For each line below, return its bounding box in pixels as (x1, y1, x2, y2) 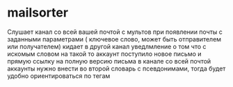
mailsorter (7, 5, 68, 21)
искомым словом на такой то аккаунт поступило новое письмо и (7, 50, 202, 58)
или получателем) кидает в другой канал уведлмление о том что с (7, 42, 207, 50)
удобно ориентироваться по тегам (7, 71, 111, 80)
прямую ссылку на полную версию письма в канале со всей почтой (7, 57, 211, 65)
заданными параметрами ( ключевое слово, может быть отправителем (7, 35, 221, 43)
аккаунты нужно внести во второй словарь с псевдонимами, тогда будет (7, 64, 226, 72)
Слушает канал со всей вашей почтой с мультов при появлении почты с (7, 28, 223, 36)
